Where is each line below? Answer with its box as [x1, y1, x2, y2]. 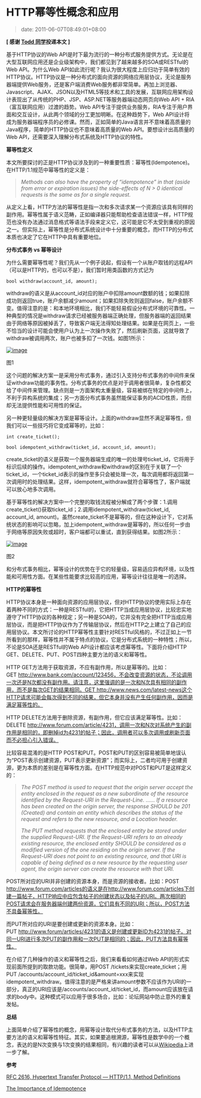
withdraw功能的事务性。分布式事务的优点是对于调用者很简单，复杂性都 [11, 379, 187, 386]
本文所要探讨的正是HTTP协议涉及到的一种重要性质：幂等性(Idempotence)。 [6, 158, 193, 166]
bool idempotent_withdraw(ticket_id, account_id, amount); [6, 444, 157, 450]
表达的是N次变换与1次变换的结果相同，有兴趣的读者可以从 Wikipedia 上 [16, 1041, 189, 1048]
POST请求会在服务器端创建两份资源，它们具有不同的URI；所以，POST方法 [6, 900, 190, 907]
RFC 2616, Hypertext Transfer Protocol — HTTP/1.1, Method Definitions [6, 1073, 181, 1080]
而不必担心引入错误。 [6, 736, 59, 744]
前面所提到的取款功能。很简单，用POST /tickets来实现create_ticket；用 [11, 963, 187, 970]
